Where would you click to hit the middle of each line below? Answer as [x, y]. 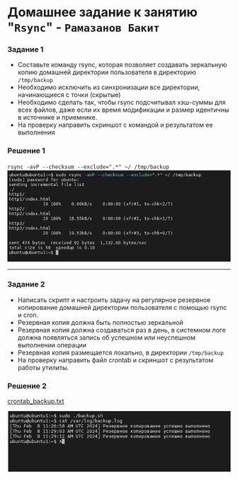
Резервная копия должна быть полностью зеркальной [100, 322]
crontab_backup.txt [36, 401]
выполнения [36, 132]
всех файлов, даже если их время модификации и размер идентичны [123, 110]
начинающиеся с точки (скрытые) [69, 95]
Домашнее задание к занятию [103, 12]
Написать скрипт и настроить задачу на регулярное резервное [114, 300]
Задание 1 [25, 50]
